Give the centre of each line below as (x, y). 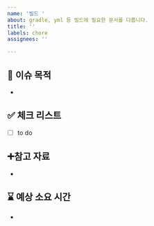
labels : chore (28, 33)
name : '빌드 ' (26, 13)
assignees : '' (28, 39)
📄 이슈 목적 (29, 75)
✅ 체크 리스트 (34, 116)
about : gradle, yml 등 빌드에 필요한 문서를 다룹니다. (78, 20)
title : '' (22, 26)
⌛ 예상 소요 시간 (39, 197)
